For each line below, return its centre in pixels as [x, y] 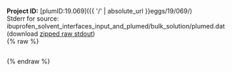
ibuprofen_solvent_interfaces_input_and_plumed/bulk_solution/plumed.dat [116, 26]
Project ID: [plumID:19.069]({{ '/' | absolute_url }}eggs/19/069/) [100, 11]
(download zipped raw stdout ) [51, 34]
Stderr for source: [33, 19]
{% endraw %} [29, 61]
